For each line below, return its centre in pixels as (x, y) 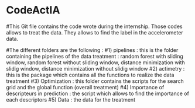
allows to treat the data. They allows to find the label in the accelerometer (95, 32)
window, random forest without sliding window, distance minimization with (96, 62)
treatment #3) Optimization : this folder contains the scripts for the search (95, 81)
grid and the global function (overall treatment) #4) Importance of (85, 87)
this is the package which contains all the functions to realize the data (90, 75)
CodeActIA (33, 10)
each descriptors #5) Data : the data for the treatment (71, 99)
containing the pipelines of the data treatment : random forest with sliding (95, 56)
